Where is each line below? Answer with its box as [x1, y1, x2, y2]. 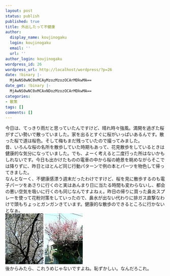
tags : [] [5, 105, 24, 110]
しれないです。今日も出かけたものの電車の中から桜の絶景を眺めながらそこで [5, 157, 165, 163]
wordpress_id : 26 [5, 61, 42, 67]
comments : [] [5, 110, 33, 115]
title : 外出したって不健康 [5, 24, 55, 29]
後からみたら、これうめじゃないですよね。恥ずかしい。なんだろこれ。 [5, 265, 152, 271]
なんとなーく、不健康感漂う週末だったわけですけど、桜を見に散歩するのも [5, 176, 161, 182]
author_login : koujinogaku [5, 56, 62, 61]
